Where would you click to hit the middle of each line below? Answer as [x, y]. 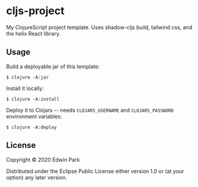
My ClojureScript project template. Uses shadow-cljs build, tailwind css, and [99, 27]
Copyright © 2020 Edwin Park [43, 159]
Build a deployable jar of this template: [53, 66]
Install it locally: [25, 88]
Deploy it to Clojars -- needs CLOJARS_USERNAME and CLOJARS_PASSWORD [90, 110]
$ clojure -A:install [33, 99]
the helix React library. [33, 33]
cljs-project [35, 11]
